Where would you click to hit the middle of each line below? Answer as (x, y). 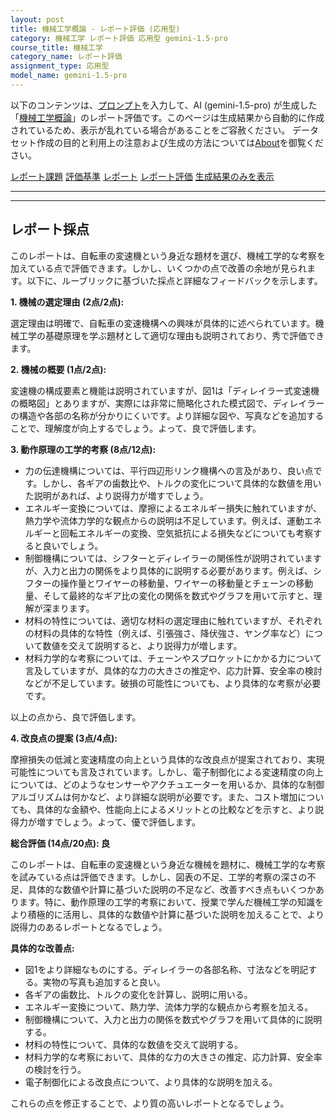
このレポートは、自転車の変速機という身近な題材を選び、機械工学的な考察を (168, 255)
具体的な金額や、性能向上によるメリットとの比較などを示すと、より (175, 809)
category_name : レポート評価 (66, 57)
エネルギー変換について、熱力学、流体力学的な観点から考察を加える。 (169, 1007)
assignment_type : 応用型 (60, 66)
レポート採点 (50, 229)
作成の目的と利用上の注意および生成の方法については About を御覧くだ (180, 142)
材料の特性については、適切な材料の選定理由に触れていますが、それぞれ (173, 620)
